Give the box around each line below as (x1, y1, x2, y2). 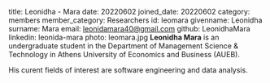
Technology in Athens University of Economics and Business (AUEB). (8, 50, 240, 59)
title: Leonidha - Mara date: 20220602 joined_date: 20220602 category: (8, 7, 250, 16)
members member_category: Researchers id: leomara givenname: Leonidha (8, 15, 263, 25)
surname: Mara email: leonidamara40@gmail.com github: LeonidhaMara (8, 24, 250, 33)
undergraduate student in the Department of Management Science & (8, 41, 238, 51)
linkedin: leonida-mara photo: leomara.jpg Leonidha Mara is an (8, 32, 220, 42)
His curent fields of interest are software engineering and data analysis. (8, 65, 248, 75)
